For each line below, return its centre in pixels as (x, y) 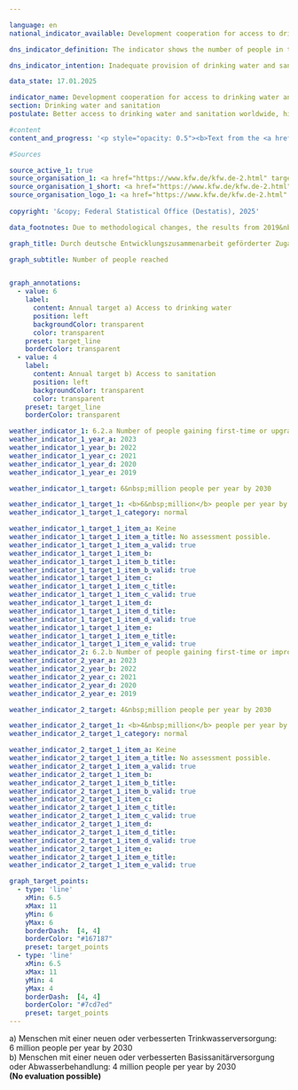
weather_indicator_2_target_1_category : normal (99, 734)
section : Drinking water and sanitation (85, 106)
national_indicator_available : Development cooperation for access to (142, 33)
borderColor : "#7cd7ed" (69, 1005)
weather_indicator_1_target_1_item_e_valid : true (103, 644)
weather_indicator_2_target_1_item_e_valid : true (103, 866)
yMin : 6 (39, 914)
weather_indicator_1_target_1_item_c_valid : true (103, 595)
